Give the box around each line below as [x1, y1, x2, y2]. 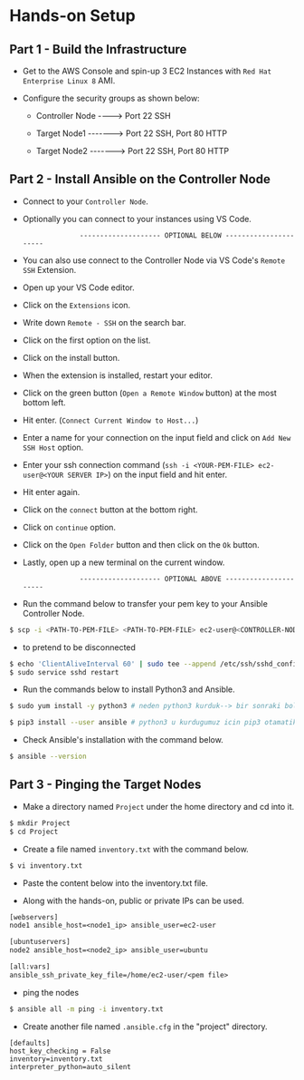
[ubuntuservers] [9, 938, 71, 947]
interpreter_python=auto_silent [9, 1062, 131, 1071]
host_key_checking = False [9, 1046, 111, 1056]
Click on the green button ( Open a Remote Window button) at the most [22, 387, 278, 398]
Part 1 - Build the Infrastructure [9, 42, 187, 57]
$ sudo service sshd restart [9, 667, 119, 676]
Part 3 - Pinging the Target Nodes [9, 777, 202, 793]
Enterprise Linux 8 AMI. [22, 75, 116, 86]
